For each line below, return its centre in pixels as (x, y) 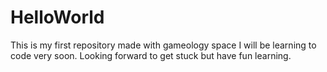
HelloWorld (57, 17)
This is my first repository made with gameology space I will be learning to (163, 45)
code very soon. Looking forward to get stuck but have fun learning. (151, 55)
